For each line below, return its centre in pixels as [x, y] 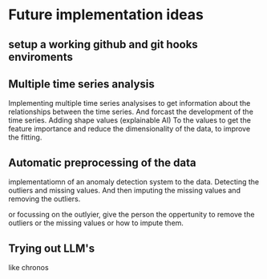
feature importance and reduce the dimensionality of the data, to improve [129, 129]
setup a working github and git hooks [103, 44]
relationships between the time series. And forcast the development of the [131, 112]
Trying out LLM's [51, 248]
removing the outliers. [44, 199]
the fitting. [25, 137]
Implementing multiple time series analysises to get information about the [129, 103]
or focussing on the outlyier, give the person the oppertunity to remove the [131, 215]
